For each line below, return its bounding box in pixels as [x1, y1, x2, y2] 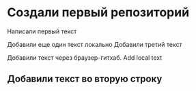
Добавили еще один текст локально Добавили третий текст [7, 40, 182, 48]
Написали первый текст [7, 27, 77, 35]
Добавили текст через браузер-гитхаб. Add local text [7, 53, 163, 62]
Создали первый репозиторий [7, 5, 190, 20]
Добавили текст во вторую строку [7, 73, 163, 85]
